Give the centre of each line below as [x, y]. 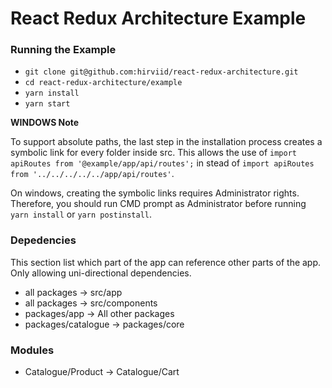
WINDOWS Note [45, 123]
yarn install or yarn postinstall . [81, 214]
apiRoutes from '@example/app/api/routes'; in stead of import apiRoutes [162, 163]
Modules [32, 350]
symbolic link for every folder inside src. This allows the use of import [153, 153]
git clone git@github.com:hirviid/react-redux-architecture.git [161, 72]
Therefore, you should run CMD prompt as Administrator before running [158, 204]
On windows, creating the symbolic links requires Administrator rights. [155, 193]
